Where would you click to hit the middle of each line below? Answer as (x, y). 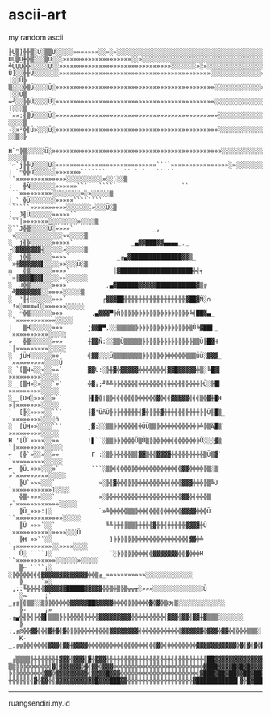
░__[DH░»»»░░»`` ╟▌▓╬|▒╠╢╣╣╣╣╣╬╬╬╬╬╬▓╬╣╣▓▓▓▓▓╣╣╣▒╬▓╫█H (115, 398)
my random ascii (36, 37)
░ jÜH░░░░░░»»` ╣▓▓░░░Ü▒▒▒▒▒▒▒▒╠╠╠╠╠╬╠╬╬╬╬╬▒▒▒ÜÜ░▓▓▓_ (115, 356)
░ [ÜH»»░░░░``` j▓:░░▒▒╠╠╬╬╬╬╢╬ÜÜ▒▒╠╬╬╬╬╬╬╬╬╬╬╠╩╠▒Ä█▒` (117, 426)
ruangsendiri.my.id (40, 703)
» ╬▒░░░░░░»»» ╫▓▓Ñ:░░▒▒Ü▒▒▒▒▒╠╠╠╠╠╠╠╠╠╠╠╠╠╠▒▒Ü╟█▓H (113, 341)
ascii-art (38, 15)
